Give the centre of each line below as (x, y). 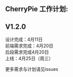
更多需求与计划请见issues (32, 69)
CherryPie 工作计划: (37, 9)
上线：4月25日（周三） (29, 59)
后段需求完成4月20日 (27, 52)
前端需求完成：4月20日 (29, 46)
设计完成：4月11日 (24, 40)
